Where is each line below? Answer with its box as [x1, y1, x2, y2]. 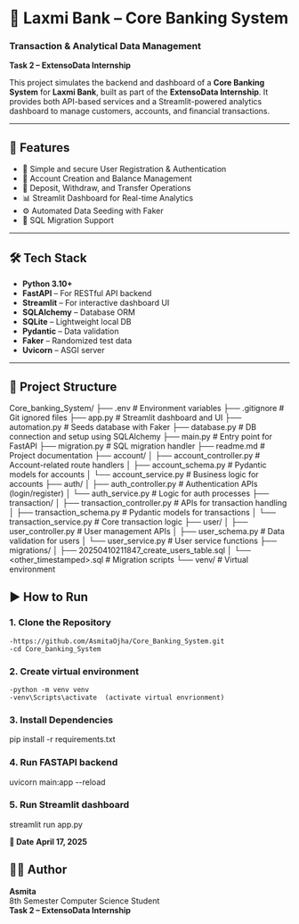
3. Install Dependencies [9, 714, 114, 726]
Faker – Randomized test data [21, 335, 132, 346]
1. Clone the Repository [9, 616, 111, 629]
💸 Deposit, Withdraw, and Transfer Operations [21, 183, 191, 194]
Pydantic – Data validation [21, 326, 119, 337]
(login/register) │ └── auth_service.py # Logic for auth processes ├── [9, 488, 270, 499]
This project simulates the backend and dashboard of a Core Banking [9, 78, 265, 88]
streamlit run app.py [9, 819, 83, 829]
